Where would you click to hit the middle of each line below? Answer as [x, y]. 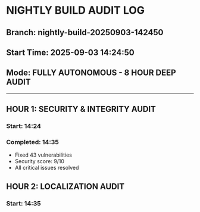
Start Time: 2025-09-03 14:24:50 [71, 52]
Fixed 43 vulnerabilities [43, 155]
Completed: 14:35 [33, 142]
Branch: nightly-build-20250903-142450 [85, 32]
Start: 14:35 [24, 203]
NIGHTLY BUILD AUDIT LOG [75, 10]
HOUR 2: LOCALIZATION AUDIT [65, 186]
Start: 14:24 [24, 126]
